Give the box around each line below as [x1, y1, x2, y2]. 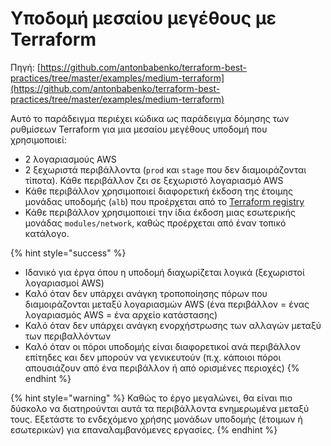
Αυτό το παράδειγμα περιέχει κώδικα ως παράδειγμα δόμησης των [10, 112, 290, 124]
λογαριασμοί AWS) [24, 277, 105, 289]
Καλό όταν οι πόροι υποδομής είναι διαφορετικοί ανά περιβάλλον [24, 340, 301, 352]
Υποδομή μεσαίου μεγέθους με [10, 7, 277, 30]
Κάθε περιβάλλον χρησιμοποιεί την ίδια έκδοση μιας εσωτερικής [24, 206, 296, 218]
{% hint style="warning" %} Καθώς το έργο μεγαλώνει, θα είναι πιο [10, 392, 293, 404]
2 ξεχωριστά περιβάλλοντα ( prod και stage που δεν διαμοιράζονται [24, 163, 307, 176]
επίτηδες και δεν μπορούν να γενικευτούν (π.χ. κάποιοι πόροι [24, 351, 282, 363]
